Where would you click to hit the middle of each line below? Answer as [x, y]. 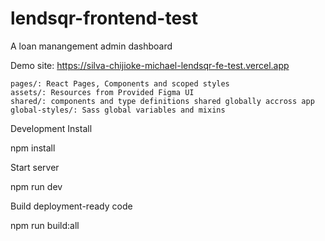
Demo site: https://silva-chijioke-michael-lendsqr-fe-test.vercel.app [150, 65]
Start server [35, 167]
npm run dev [36, 186]
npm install [33, 148]
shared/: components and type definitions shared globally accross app [162, 101]
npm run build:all [45, 225]
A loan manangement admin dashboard [91, 46]
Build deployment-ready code [71, 206]
